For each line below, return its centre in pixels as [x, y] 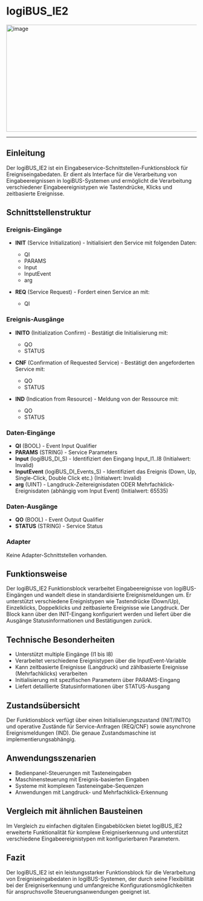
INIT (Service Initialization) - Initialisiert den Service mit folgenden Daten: [106, 243]
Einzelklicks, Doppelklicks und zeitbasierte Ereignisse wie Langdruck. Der [98, 608]
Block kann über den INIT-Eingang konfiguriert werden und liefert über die [99, 614]
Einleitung [26, 153]
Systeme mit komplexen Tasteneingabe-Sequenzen [79, 785]
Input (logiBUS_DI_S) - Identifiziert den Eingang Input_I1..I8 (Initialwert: [103, 459]
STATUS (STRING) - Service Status [59, 526]
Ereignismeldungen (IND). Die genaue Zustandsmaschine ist [81, 733]
